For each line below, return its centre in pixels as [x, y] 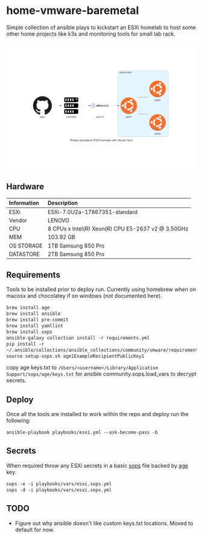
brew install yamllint [35, 326]
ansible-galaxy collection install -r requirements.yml [78, 338]
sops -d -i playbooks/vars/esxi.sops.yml [59, 490]
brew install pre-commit [37, 320]
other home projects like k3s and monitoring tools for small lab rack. [91, 33]
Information [24, 203]
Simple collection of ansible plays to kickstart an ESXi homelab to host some [101, 27]
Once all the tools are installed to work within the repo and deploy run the [98, 414]
